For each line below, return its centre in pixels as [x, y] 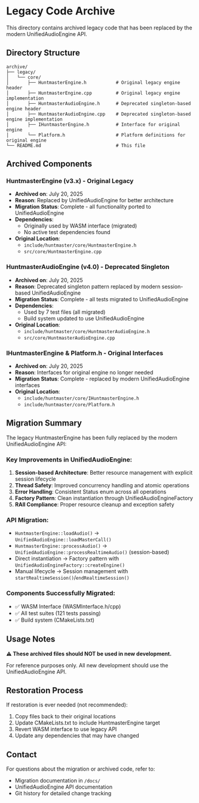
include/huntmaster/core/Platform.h [69, 405]
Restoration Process [45, 690]
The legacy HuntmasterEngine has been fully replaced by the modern [92, 438]
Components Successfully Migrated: [61, 594]
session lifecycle [35, 479]
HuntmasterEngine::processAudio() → [61, 546]
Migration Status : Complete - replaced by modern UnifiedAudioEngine [102, 379]
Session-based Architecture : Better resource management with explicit [104, 473]
